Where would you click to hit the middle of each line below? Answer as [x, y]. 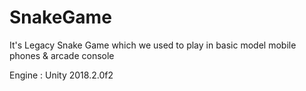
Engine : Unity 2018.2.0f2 [61, 75]
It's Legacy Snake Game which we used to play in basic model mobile [153, 45]
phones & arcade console [62, 55]
